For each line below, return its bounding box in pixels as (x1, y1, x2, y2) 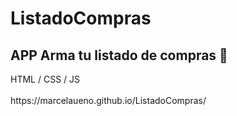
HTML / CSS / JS (10, 73, 81, 85)
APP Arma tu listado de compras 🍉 (10, 47, 228, 64)
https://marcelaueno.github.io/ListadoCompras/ (10, 95, 207, 106)
